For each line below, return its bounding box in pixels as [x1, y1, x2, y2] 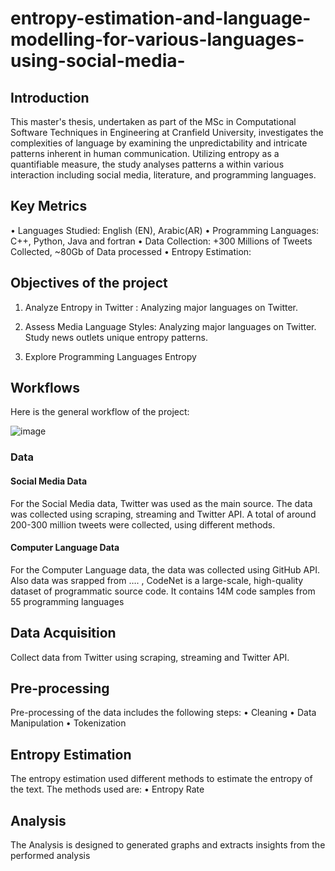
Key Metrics [10, 198, 88, 215]
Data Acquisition [10, 625, 117, 642]
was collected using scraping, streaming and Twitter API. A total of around [10, 508, 317, 520]
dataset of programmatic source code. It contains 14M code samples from [10, 585, 316, 597]
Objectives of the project [10, 275, 168, 292]
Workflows [10, 380, 80, 397]
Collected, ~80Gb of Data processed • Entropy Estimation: [10, 245, 252, 257]
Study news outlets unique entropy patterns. [24, 331, 209, 343]
